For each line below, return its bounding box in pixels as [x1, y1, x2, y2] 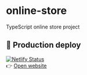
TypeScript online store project [6, 23, 80, 30]
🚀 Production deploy [6, 40, 81, 50]
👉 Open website [6, 62, 48, 69]
